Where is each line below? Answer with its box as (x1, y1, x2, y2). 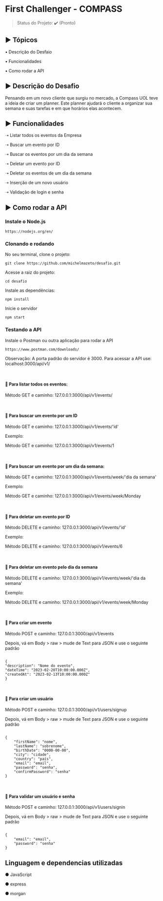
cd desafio (5, 279, 27, 284)
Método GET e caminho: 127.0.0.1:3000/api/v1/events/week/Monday (5, 493, 141, 499)
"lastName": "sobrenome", (14, 744, 67, 749)
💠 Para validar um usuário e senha (5, 793, 75, 799)
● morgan (5, 891, 26, 897)
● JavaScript (5, 872, 32, 878)
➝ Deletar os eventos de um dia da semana (5, 170, 92, 176)
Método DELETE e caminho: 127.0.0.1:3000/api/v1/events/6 (5, 543, 123, 549)
